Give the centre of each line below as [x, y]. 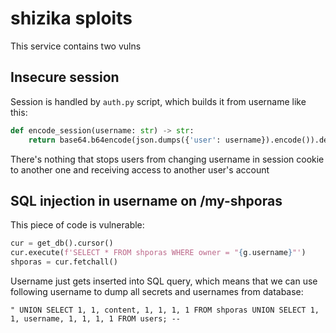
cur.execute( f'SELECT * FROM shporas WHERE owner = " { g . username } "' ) [158, 253]
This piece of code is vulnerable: [77, 225]
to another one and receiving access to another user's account [140, 169]
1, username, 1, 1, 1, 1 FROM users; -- [96, 318]
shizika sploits [71, 18]
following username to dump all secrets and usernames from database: [157, 291]
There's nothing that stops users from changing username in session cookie [167, 159]
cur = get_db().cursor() [62, 243]
